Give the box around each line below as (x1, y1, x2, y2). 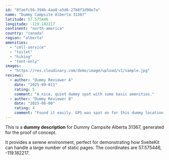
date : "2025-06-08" (14, 101, 55, 106)
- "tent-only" (10, 59, 39, 64)
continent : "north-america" (5, 26, 65, 31)
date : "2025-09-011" (14, 82, 58, 87)
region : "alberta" (5, 36, 44, 41)
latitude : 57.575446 (5, 17, 49, 22)
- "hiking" (10, 54, 33, 59)
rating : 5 (14, 87, 35, 92)
